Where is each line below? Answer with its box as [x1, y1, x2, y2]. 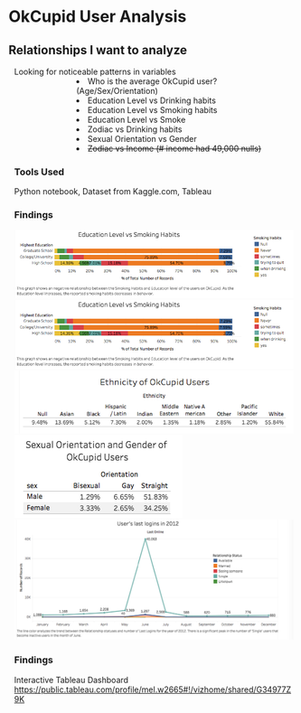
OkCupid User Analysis [8, 6, 187, 27]
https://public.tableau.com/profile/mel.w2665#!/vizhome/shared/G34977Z [14, 684, 291, 695]
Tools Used [14, 165, 65, 178]
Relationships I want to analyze [8, 42, 187, 58]
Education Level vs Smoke [88, 115, 186, 125]
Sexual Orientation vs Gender [88, 134, 198, 144]
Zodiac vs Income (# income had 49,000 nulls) [88, 143, 262, 154]
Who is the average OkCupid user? [88, 76, 218, 87]
